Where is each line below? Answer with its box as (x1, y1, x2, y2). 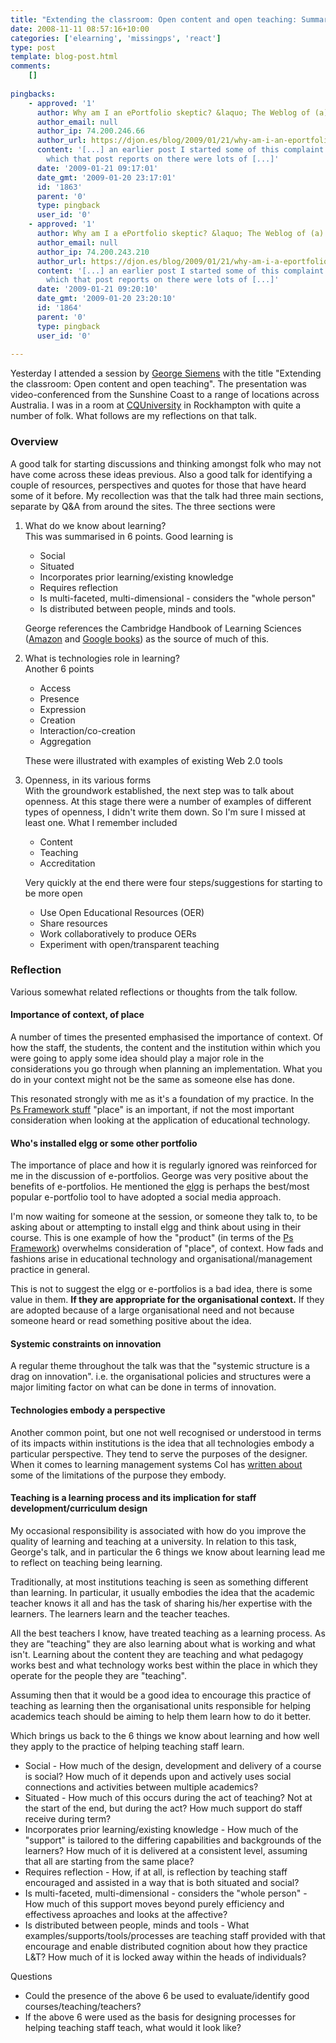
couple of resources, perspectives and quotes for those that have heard (10, 479, 307, 491)
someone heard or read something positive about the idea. (10, 1315, 252, 1327)
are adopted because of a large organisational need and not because (10, 1304, 295, 1316)
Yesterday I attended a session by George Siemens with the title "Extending (10, 367, 322, 380)
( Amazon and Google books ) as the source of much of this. (24, 632, 270, 645)
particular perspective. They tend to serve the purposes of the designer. (10, 1447, 308, 1460)
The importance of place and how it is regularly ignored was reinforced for (10, 1159, 318, 1171)
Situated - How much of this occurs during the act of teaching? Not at (24, 1791, 313, 1803)
